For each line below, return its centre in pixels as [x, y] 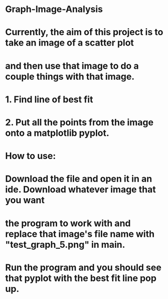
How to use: [31, 156]
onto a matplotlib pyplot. [57, 133]
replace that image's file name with [80, 234]
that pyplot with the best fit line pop [81, 278]
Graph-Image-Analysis [54, 9]
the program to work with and [68, 223]
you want [25, 200]
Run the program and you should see [83, 267]
